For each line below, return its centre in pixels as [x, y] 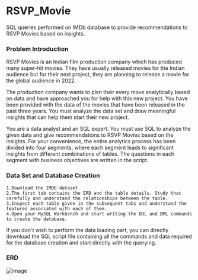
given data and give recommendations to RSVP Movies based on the [90, 135]
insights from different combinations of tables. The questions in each [90, 154]
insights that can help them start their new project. [68, 117]
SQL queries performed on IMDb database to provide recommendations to [97, 27]
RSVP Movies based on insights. [46, 33]
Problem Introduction [38, 49]
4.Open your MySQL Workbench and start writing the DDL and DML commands [99, 214]
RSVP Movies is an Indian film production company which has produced [94, 62]
